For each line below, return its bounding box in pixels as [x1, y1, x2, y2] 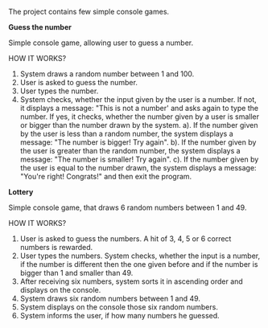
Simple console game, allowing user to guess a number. [8, 38, 194, 47]
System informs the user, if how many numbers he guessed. [19, 311, 220, 320]
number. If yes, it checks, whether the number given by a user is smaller [19, 112, 260, 121]
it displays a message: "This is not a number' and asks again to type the [19, 104, 259, 113]
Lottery [8, 187, 34, 196]
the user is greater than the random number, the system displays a [19, 146, 241, 155]
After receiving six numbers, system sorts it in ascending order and [19, 277, 243, 286]
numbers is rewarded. [19, 243, 93, 252]
